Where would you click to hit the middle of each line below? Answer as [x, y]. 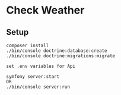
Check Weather [45, 10]
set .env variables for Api [41, 66]
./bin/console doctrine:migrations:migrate [61, 56]
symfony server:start [33, 77]
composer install [28, 45]
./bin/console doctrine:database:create [57, 51]
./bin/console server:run [38, 87]
